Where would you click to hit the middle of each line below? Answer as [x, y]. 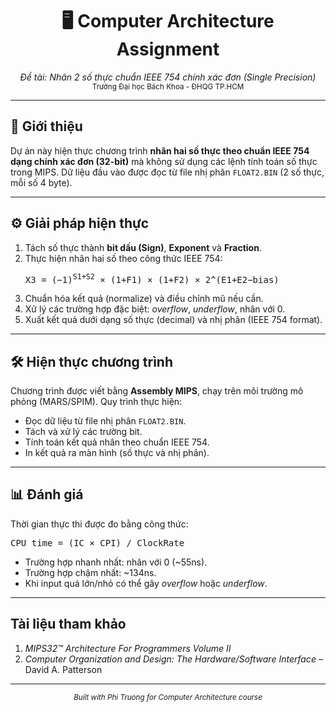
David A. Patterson [63, 669]
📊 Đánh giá [47, 494]
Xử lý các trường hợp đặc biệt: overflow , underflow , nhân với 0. [155, 309]
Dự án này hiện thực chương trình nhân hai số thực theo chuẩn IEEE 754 [160, 150]
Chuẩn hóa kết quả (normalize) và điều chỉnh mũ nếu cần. [144, 299]
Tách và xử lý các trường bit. [83, 432]
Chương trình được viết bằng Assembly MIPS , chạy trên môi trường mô [157, 391]
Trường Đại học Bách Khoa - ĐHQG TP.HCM [168, 86]
